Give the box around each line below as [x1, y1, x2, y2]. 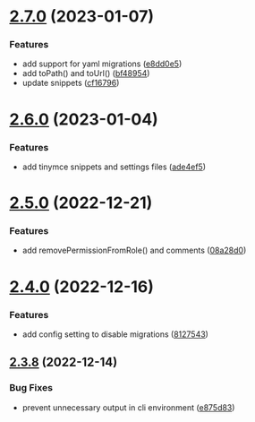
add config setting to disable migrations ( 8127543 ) [21, 329, 208, 340]
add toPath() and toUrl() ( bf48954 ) [21, 68, 150, 79]
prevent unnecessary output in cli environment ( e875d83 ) [21, 401, 235, 413]
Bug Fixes [9, 382, 54, 394]
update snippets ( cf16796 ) [21, 78, 120, 89]
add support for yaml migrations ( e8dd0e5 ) [21, 58, 183, 69]
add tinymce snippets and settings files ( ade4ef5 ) [21, 161, 207, 172]
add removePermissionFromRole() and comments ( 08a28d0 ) [21, 245, 247, 256]
